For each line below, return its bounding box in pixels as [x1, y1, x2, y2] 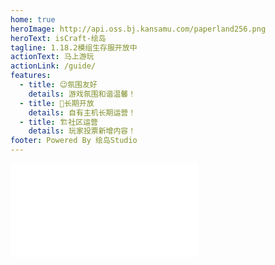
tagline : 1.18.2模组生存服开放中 [10, 42, 138, 53]
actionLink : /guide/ [10, 61, 97, 71]
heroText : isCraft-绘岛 [10, 33, 107, 43]
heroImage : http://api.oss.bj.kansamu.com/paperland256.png [10, 24, 267, 34]
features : [10, 71, 52, 81]
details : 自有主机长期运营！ [28, 107, 137, 118]
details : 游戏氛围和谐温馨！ [28, 89, 137, 99]
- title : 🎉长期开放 [19, 98, 95, 108]
